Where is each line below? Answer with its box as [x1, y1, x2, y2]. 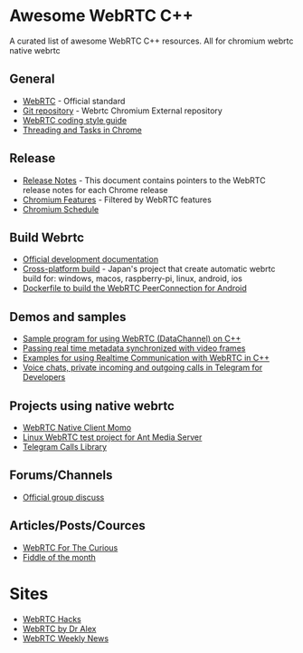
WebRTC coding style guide [22, 114, 128, 125]
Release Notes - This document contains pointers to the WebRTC [22, 174, 266, 186]
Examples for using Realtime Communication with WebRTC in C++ [22, 353, 270, 364]
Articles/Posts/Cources [9, 518, 147, 533]
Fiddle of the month [22, 551, 97, 562]
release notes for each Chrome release [22, 184, 168, 195]
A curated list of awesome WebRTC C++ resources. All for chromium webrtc [9, 35, 294, 46]
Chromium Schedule [22, 203, 99, 214]
